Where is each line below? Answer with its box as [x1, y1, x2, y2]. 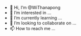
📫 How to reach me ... [9, 26, 55, 31]
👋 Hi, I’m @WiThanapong [9, 5, 60, 10]
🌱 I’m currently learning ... [9, 15, 62, 20]
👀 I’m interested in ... [9, 10, 52, 16]
